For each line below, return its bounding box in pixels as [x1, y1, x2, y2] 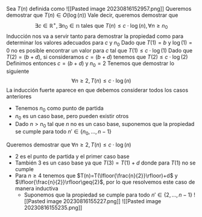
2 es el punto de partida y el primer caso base [14, 153, 130, 160]
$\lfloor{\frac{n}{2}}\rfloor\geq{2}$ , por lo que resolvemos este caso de [14, 178, 195, 186]
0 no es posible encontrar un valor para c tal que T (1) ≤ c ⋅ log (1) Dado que [6, 47, 193, 54]
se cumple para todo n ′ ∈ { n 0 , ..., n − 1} [14, 128, 112, 137]
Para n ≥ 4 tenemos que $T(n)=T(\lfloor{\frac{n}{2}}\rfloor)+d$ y [14, 172, 178, 180]
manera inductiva [14, 185, 58, 192]
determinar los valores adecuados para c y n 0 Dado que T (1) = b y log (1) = [6, 39, 193, 48]
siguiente [6, 68, 30, 75]
